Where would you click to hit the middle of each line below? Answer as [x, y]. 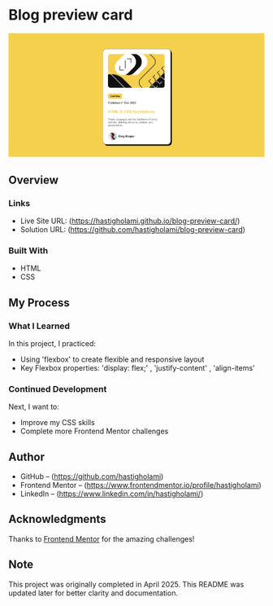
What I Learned [39, 326]
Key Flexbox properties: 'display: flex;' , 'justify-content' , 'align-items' [138, 367]
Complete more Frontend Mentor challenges [94, 431]
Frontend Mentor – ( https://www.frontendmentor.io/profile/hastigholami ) [141, 485]
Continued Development [58, 389]
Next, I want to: [34, 407]
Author [26, 457]
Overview [34, 180]
